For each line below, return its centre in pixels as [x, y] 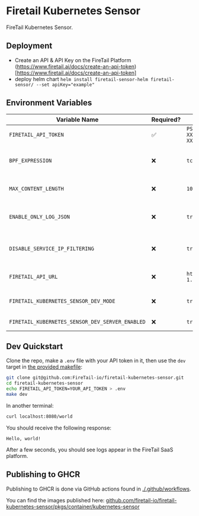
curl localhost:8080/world [39, 416]
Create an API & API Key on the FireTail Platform [73, 60]
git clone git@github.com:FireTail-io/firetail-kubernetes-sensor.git [95, 378]
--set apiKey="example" [65, 85]
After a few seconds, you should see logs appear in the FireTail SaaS [90, 449]
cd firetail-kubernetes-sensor [45, 383]
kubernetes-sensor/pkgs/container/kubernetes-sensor [73, 507]
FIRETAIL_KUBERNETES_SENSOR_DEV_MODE [62, 301]
